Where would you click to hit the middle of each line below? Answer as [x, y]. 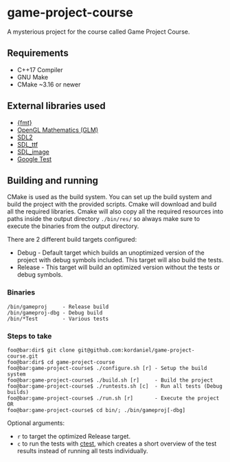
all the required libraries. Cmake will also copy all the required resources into [115, 211]
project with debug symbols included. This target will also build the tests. [120, 260]
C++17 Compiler [40, 69]
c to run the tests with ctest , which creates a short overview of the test [117, 443]
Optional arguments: [36, 423]
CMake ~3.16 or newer [49, 84]
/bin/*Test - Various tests [58, 319]
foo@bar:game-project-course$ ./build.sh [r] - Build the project [110, 380]
